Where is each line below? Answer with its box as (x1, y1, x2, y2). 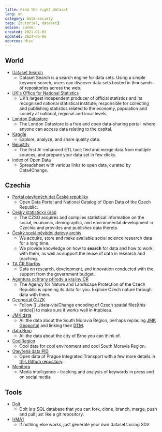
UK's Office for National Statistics (12, 90, 79, 96)
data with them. (19, 292, 51, 298)
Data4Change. (19, 167, 48, 173)
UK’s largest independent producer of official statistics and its (19, 95, 143, 101)
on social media (19, 374, 51, 380)
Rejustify (12, 141, 30, 147)
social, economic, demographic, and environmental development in (19, 220, 153, 226)
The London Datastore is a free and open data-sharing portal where (19, 121, 156, 126)
